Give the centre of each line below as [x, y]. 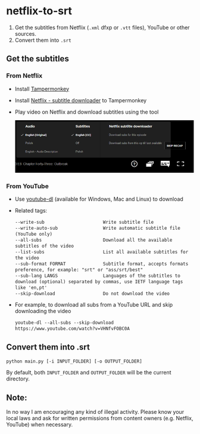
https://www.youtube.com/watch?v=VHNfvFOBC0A [72, 329]
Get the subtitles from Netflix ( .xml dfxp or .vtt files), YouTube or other [102, 27]
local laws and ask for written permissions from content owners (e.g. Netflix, [100, 419]
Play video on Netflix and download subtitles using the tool [87, 112]
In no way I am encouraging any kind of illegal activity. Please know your [95, 412]
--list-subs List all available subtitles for [101, 252]
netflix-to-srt [39, 11]
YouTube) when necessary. [40, 424]
